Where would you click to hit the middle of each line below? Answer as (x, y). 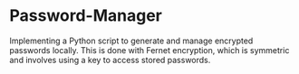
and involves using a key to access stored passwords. (110, 60)
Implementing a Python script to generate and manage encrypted (131, 41)
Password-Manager (86, 16)
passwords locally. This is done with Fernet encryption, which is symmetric (149, 50)
